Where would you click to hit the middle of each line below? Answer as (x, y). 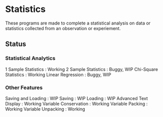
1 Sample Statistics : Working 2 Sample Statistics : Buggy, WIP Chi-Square (82, 69)
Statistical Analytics (30, 58)
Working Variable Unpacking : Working (45, 109)
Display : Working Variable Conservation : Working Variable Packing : (76, 103)
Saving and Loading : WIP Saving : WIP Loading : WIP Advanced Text (76, 98)
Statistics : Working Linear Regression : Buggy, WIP (58, 74)
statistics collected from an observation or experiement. (63, 28)
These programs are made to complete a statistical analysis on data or (78, 23)
